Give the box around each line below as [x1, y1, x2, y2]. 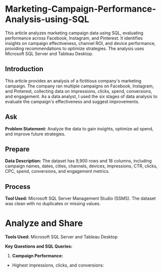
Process [5, 182, 31, 191]
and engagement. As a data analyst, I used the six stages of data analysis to [5, 93, 158, 99]
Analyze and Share [5, 218, 83, 229]
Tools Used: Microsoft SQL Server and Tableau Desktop [5, 234, 118, 240]
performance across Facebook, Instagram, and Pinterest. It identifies [5, 35, 143, 41]
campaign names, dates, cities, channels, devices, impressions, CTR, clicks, [5, 163, 158, 169]
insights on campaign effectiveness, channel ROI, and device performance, [5, 40, 156, 46]
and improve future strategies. [5, 131, 66, 137]
